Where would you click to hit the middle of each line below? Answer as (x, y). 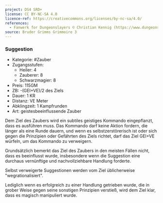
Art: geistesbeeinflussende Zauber (47, 111)
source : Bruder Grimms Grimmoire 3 (41, 32)
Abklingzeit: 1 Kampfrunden (40, 106)
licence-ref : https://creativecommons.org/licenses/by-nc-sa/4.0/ (73, 18)
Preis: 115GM (25, 85)
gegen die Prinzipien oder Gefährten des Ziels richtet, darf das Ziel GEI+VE (80, 136)
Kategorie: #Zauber (32, 60)
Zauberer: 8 (31, 75)
